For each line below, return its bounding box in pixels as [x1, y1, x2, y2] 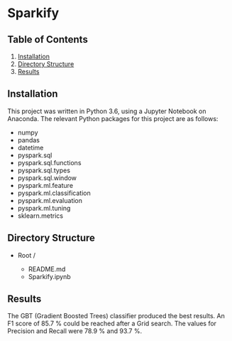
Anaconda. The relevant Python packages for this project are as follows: [7, 114, 219, 122]
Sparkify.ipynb [28, 272, 71, 280]
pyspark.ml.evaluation [17, 196, 83, 204]
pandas [17, 135, 40, 144]
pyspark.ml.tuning [17, 204, 71, 212]
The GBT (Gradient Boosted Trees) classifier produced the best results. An [7, 312, 225, 320]
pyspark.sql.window [17, 173, 77, 182]
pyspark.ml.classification [17, 189, 91, 197]
